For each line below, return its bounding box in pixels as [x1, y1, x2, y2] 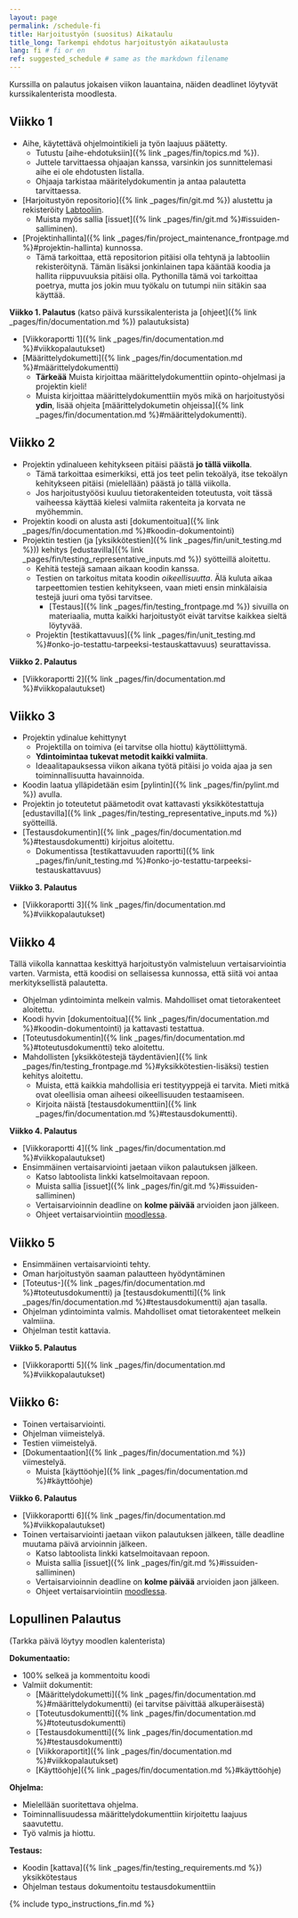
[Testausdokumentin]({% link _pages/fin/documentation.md [21, 827, 242, 838]
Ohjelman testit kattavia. [21, 1325, 111, 1336]
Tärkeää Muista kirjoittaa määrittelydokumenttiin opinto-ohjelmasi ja [35, 371, 286, 382]
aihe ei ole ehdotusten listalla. [35, 166, 145, 177]
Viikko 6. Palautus [9, 1493, 77, 1503]
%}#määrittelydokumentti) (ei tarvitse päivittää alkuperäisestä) [35, 1698, 265, 1708]
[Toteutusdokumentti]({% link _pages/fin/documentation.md [35, 1708, 256, 1718]
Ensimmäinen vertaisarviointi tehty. [21, 1259, 151, 1270]
